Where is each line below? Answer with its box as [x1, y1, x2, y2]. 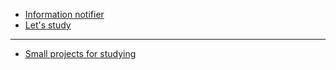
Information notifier [24, 9, 105, 20]
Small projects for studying [24, 48, 137, 59]
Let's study [24, 19, 72, 31]
